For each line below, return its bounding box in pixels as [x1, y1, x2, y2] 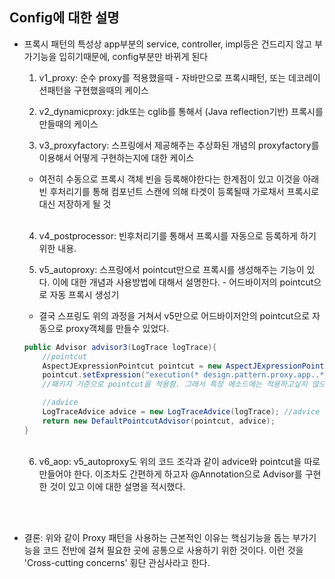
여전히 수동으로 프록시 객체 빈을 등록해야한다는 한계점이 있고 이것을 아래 [38, 173, 320, 185]
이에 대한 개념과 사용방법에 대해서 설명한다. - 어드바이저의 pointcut [52, 276, 314, 288]
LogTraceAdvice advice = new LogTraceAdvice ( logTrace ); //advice [42, 407, 321, 417]
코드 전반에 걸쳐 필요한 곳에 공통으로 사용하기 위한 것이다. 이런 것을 [42, 544, 304, 556]
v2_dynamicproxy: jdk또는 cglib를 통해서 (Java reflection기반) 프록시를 [38, 105, 324, 117]
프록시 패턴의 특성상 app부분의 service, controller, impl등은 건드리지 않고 [23, 38, 313, 50]
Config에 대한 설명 [9, 9, 120, 27]
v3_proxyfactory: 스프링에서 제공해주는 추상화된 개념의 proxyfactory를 [38, 139, 320, 151]
